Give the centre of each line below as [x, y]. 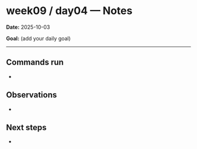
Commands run [35, 62]
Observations [32, 95]
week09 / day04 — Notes [69, 11]
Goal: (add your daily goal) [38, 38]
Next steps [26, 127]
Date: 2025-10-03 [28, 27]
